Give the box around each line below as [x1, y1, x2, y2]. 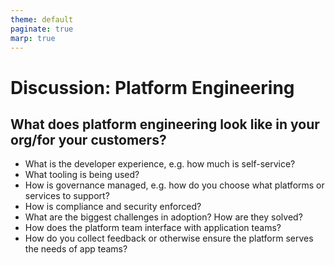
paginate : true [10, 24, 74, 34]
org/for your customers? [10, 131, 167, 148]
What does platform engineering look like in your [10, 116, 320, 133]
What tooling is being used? [24, 169, 140, 181]
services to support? [24, 190, 110, 202]
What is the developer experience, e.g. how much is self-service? [24, 158, 296, 170]
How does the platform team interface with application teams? [24, 222, 282, 234]
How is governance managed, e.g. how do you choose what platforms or [24, 179, 325, 191]
